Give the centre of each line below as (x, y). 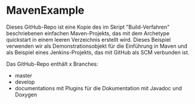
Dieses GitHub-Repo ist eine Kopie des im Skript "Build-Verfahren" (88, 27)
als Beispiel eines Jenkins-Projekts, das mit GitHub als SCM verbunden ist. (98, 52)
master (24, 75)
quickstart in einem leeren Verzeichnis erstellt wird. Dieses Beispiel (89, 39)
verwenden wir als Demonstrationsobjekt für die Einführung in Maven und (97, 46)
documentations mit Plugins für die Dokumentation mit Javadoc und (98, 88)
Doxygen (26, 94)
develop (25, 82)
